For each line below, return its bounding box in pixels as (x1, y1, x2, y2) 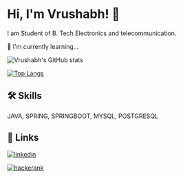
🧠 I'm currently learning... (7, 42, 79, 50)
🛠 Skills (7, 90, 43, 102)
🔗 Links (7, 132, 39, 144)
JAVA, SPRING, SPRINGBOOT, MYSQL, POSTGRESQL (7, 112, 159, 120)
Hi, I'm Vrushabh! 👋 (7, 6, 120, 22)
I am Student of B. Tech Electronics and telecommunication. (7, 29, 177, 37)
